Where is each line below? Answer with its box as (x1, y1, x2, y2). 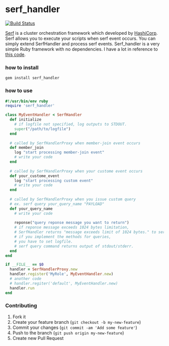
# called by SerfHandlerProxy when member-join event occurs (10, 140, 141, 146)
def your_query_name (10, 206, 53, 211)
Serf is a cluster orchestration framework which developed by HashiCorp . (5, 30, 158, 36)
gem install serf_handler (5, 76, 59, 81)
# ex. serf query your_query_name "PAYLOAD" (10, 201, 105, 206)
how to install (5, 64, 39, 71)
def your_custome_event (10, 173, 59, 179)
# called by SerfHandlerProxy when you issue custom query (10, 197, 136, 202)
